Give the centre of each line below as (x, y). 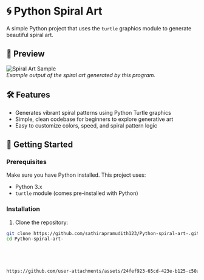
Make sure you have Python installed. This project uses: (76, 175)
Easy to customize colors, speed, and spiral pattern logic (86, 125)
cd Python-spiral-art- (35, 239)
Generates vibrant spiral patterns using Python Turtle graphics (93, 112)
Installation (23, 209)
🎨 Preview (25, 54)
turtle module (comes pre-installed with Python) (76, 193)
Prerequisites (26, 162)
